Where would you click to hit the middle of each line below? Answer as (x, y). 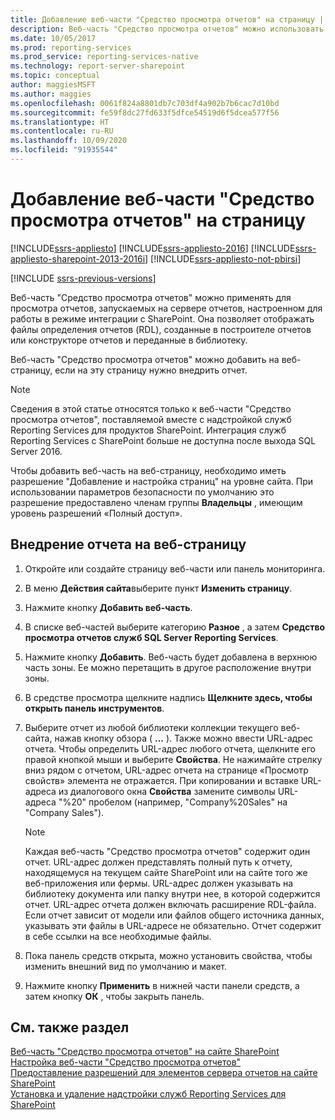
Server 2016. (36, 451)
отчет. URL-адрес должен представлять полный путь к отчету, (158, 862)
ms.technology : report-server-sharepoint (98, 66)
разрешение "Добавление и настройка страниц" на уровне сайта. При (162, 481)
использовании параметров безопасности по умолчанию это (142, 492)
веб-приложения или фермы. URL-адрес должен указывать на (159, 883)
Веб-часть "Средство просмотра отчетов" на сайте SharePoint (145, 1052)
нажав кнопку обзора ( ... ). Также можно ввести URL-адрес (184, 738)
